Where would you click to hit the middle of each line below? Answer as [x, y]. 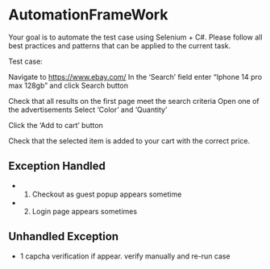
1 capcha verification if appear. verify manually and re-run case [125, 256]
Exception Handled [57, 166]
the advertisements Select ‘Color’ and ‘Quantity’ [88, 110]
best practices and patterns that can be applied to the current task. [120, 45]
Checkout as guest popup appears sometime [107, 194]
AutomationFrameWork [88, 15]
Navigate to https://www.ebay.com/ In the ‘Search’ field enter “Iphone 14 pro [135, 77]
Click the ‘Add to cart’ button [56, 125]
